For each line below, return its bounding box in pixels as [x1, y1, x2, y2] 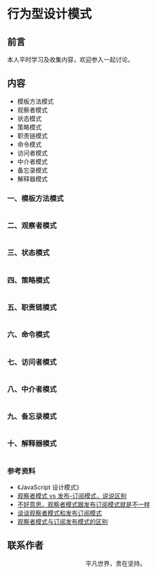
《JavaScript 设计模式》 [17, 483, 83, 491]
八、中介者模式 [7, 384, 57, 393]
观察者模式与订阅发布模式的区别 [17, 517, 108, 526]
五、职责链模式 [7, 303, 57, 312]
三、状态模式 [7, 248, 50, 258]
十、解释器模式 [7, 439, 57, 449]
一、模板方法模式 [7, 194, 64, 203]
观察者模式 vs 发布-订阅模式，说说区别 [17, 492, 127, 500]
